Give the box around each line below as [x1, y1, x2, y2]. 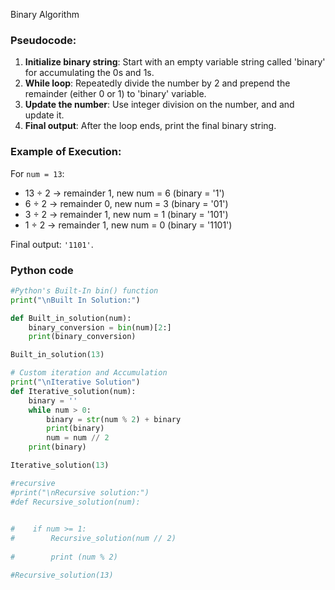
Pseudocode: [10, 33, 77, 47]
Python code [10, 263, 74, 277]
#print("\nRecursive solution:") [10, 487, 150, 498]
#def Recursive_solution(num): [10, 497, 141, 507]
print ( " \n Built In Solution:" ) [10, 295, 141, 305]
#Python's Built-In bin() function [10, 285, 159, 296]
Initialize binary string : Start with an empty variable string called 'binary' [24, 56, 326, 68]
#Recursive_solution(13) [10, 570, 114, 580]
